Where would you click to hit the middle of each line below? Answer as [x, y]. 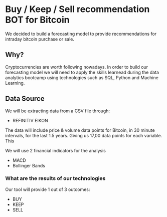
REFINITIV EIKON [30, 120]
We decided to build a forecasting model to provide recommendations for [81, 34]
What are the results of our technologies [55, 178]
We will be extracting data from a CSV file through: [58, 111]
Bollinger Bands [29, 165]
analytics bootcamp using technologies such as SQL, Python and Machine [82, 77]
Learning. [15, 83]
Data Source [25, 99]
